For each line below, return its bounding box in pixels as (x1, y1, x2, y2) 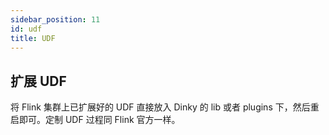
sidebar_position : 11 (10, 14, 101, 25)
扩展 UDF (10, 72, 67, 90)
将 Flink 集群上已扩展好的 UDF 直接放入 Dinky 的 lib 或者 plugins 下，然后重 (10, 101, 320, 113)
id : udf (10, 24, 43, 34)
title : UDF (10, 33, 56, 43)
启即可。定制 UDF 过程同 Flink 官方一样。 (10, 114, 181, 126)
